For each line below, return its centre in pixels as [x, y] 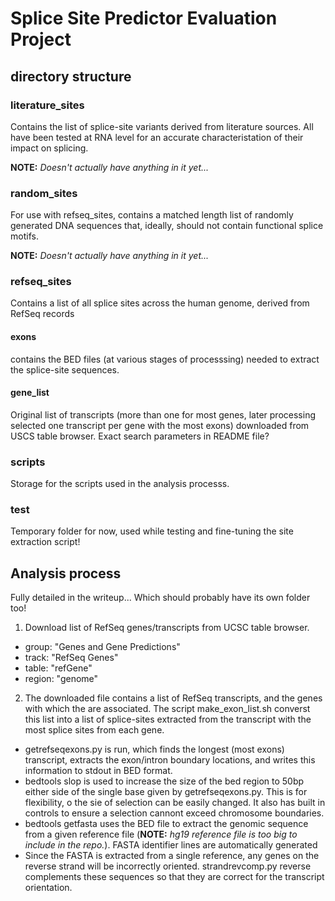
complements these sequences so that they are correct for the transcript [174, 877]
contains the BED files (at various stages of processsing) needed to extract [165, 359]
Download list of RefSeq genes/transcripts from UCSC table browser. [167, 628]
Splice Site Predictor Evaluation [144, 18]
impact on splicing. [49, 148]
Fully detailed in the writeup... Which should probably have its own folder [160, 598]
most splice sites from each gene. [94, 730]
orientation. [48, 888]
